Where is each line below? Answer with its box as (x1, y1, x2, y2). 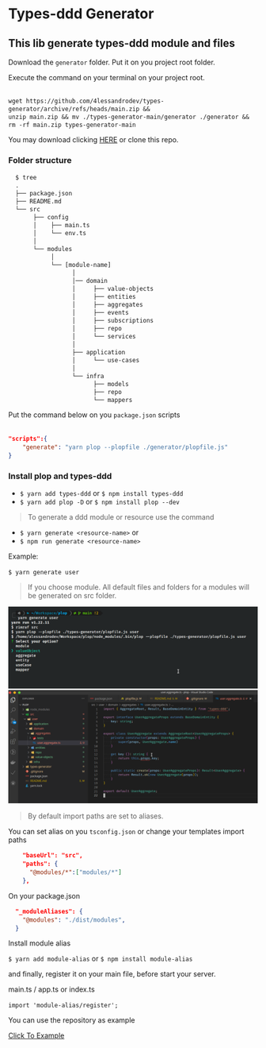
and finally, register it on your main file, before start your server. (8, 969, 216, 979)
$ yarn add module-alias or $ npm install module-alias (8, 954, 193, 964)
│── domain (71, 277, 108, 285)
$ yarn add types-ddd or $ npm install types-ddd (19, 489, 184, 498)
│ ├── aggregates (71, 301, 144, 309)
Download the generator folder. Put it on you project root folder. (8, 57, 215, 67)
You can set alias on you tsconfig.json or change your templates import (8, 827, 245, 837)
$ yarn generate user (8, 569, 80, 577)
